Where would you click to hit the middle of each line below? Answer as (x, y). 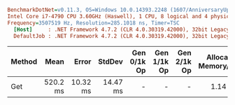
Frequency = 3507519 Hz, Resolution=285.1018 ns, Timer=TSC (93, 23)
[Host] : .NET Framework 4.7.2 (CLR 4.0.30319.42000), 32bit (111, 29)
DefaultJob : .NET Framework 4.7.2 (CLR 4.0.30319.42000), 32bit (111, 36)
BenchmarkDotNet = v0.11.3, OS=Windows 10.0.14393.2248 (87, 10)
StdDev (111, 62)
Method (24, 62)
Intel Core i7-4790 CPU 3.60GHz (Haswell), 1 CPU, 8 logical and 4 (108, 16)
